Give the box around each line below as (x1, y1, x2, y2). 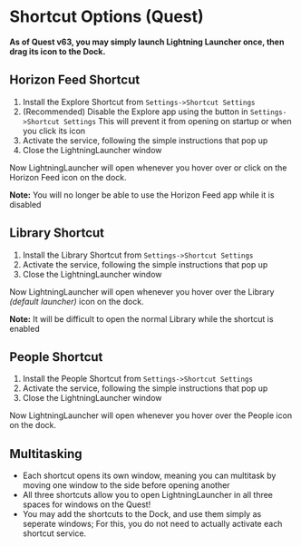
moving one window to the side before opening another (22, 480, 230, 491)
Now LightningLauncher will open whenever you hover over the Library (9, 286, 275, 297)
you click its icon (22, 125, 86, 136)
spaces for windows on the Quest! (22, 499, 151, 510)
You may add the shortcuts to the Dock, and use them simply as (22, 509, 262, 520)
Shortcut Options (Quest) (9, 6, 204, 27)
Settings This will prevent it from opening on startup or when (63, 115, 292, 126)
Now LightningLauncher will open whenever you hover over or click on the (9, 161, 287, 173)
